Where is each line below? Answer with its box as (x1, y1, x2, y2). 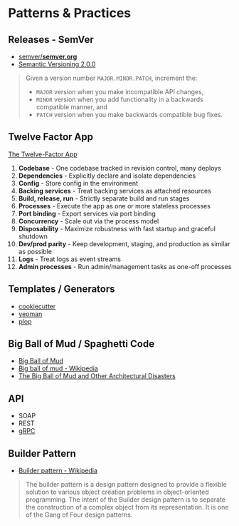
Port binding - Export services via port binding (18, 209, 156, 218)
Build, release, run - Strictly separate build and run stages (18, 194, 190, 203)
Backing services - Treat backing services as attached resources (18, 186, 212, 195)
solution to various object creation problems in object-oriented (25, 487, 209, 497)
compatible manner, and (36, 103, 107, 111)
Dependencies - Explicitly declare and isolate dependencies (18, 171, 196, 180)
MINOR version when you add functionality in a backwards (36, 95, 203, 103)
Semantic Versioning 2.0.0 (18, 60, 96, 69)
